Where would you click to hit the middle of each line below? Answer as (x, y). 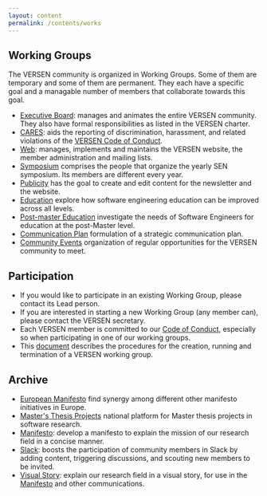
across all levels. (47, 209)
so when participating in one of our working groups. (105, 338)
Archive (28, 380)
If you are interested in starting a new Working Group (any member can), (139, 313)
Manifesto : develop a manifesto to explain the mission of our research (134, 432)
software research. (51, 424)
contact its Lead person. (60, 304)
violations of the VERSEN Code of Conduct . (91, 141)
